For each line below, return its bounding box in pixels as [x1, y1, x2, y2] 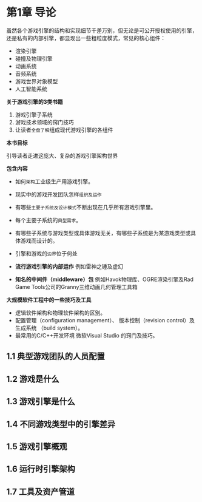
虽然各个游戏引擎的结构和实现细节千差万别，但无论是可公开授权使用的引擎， [6, 27, 198, 34]
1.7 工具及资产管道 [6, 486, 75, 497]
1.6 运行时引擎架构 [6, 464, 76, 474]
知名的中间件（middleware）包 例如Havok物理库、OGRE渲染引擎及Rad [15, 276, 194, 283]
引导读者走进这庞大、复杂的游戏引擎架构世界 [6, 152, 118, 159]
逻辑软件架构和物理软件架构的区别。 [15, 309, 106, 316]
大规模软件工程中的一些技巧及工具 [6, 296, 92, 304]
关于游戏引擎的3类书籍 [6, 98, 64, 105]
